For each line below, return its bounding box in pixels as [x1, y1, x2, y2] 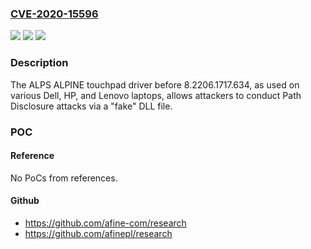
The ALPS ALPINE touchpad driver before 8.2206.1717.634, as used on [10, 78, 300, 91]
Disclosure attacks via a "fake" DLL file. [10, 100, 173, 112]
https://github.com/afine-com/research [24, 217, 187, 229]
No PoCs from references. [10, 172, 118, 184]
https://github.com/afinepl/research [24, 227, 173, 239]
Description [10, 56, 69, 70]
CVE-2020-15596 [10, 7, 99, 21]
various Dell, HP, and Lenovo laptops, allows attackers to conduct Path [10, 89, 302, 101]
